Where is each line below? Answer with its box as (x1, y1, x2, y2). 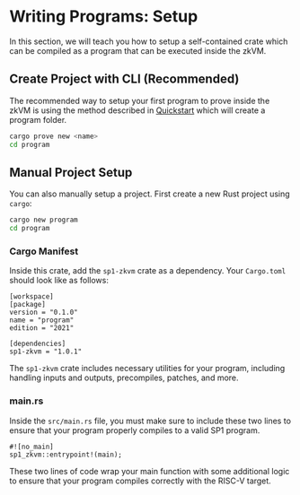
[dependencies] (9, 339, 66, 349)
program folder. (9, 114, 67, 125)
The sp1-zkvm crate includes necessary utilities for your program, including (9, 363, 286, 374)
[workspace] (9, 292, 54, 301)
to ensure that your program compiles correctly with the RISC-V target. (9, 475, 271, 486)
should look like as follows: (9, 275, 110, 286)
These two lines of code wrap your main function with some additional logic (9, 465, 290, 476)
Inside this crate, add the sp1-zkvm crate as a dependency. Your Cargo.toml (9, 265, 287, 276)
